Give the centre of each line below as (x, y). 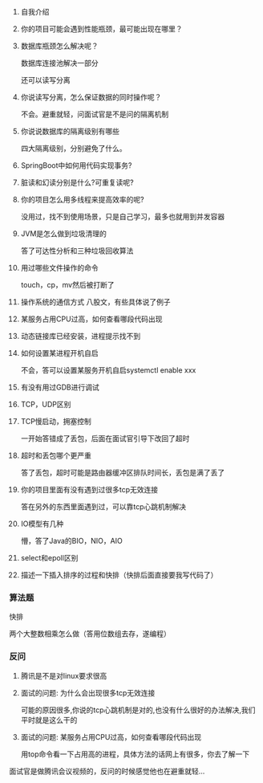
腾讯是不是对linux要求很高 (64, 675)
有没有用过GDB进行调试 (60, 387)
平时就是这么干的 (49, 720)
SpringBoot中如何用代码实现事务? (76, 165)
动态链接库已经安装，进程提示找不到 (81, 336)
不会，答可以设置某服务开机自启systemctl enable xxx (108, 370)
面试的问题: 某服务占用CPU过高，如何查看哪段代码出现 (111, 736)
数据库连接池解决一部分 (59, 63)
